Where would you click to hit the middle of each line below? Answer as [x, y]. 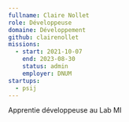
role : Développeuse [40, 23]
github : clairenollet [44, 37]
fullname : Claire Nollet [49, 15]
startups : [24, 81]
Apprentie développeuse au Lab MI [65, 110]
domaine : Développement [47, 30]
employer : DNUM [47, 74]
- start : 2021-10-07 [49, 52]
